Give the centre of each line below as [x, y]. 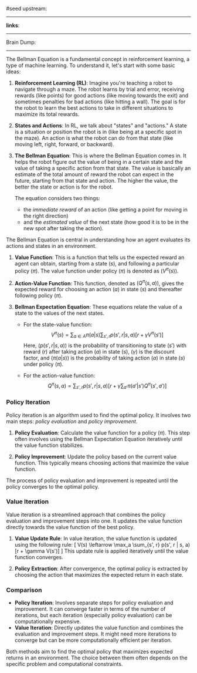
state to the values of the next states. [59, 313]
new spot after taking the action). [63, 228]
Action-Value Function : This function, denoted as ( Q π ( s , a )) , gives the [99, 282]
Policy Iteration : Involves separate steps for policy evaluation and [94, 603]
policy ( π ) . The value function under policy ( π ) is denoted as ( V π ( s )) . [96, 270]
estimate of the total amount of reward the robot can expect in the [94, 174]
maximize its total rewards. [47, 114]
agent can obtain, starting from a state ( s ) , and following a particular [97, 263]
